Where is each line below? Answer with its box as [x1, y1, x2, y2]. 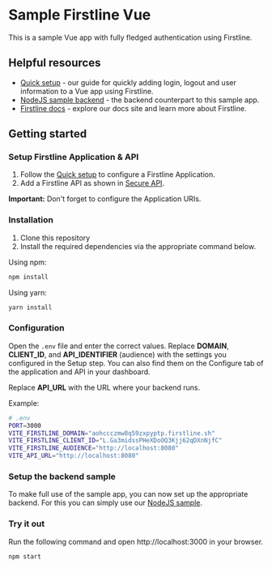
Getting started [8, 127, 87, 141]
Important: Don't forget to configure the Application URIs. [8, 194, 202, 204]
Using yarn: [8, 287, 47, 297]
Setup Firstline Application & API [8, 152, 139, 163]
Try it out [8, 518, 45, 529]
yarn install [8, 303, 53, 312]
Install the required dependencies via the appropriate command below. [19, 241, 257, 251]
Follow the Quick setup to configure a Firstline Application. [19, 170, 216, 179]
